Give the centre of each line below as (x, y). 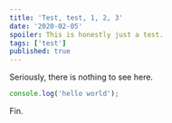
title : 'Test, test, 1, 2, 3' (67, 18)
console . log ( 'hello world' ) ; (64, 94)
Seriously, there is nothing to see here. (81, 77)
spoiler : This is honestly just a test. (87, 34)
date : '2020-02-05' (46, 26)
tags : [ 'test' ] (38, 43)
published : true (40, 52)
